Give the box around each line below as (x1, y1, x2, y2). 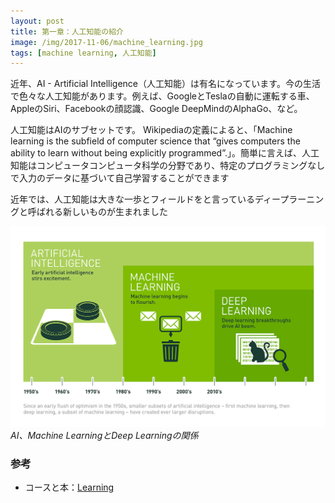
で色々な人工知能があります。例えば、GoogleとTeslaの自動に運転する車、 (10, 90, 315, 102)
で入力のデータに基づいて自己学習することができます (10, 172, 230, 184)
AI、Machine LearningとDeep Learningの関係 (10, 429, 199, 441)
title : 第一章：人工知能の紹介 (10, 26, 124, 37)
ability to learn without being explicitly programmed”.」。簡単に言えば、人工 (10, 147, 320, 159)
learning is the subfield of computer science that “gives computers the (10, 135, 301, 147)
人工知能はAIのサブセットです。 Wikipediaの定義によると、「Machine (10, 124, 293, 136)
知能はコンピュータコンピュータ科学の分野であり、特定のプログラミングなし (10, 160, 326, 172)
